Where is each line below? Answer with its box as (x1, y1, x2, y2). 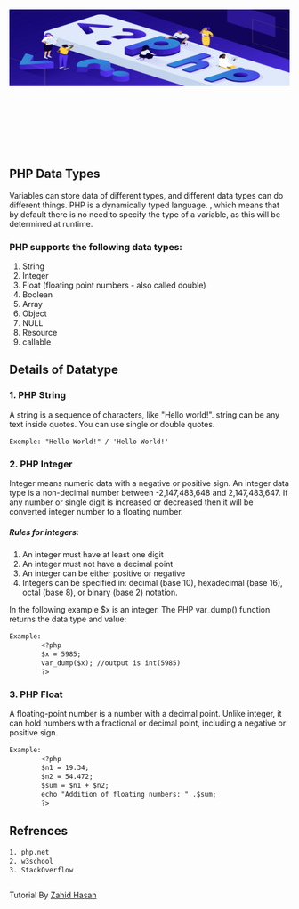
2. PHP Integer (9, 458, 73, 470)
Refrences (9, 823, 69, 839)
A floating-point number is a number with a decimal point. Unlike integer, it (9, 709, 282, 719)
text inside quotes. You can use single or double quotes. (9, 418, 215, 429)
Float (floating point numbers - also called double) (21, 280, 206, 290)
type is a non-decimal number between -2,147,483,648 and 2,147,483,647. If (9, 487, 288, 498)
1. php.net (9, 848, 50, 856)
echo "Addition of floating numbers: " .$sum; (41, 791, 217, 799)
